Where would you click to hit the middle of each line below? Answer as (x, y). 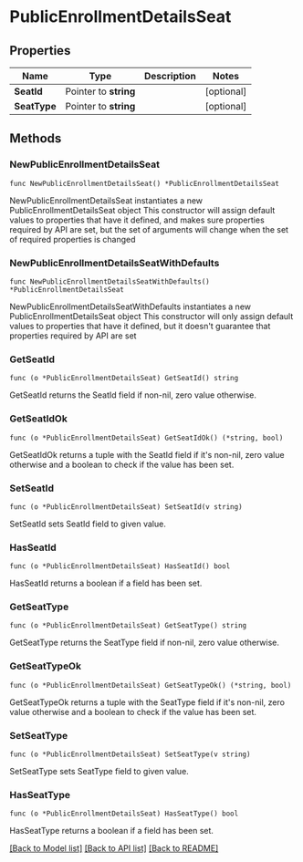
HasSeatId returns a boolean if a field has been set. (106, 583)
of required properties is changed (73, 239)
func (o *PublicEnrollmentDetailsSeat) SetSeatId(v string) (126, 507)
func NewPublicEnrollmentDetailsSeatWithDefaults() (110, 281)
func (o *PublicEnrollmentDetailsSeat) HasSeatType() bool (124, 814)
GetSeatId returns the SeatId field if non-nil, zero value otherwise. (133, 395)
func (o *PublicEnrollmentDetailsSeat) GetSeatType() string (128, 626)
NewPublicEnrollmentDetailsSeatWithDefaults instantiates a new (131, 306)
